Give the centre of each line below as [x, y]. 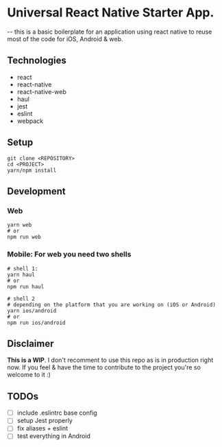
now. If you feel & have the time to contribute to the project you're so [104, 367]
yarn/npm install [32, 170]
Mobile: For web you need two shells [69, 254]
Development [37, 191]
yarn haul [21, 275]
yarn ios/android [32, 310]
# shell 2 [21, 299]
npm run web [24, 237]
